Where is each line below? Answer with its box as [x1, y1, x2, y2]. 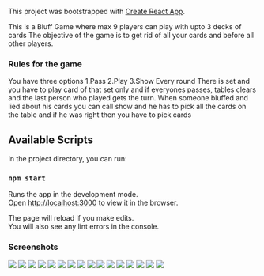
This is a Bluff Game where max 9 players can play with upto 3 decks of [8, 22, 242, 31]
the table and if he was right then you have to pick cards [8, 110, 192, 119]
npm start [8, 174, 46, 183]
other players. [8, 39, 54, 48]
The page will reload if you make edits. [8, 214, 134, 223]
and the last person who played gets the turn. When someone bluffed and [8, 93, 249, 103]
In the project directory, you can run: [8, 154, 127, 164]
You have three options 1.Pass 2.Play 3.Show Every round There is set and [8, 77, 251, 86]
